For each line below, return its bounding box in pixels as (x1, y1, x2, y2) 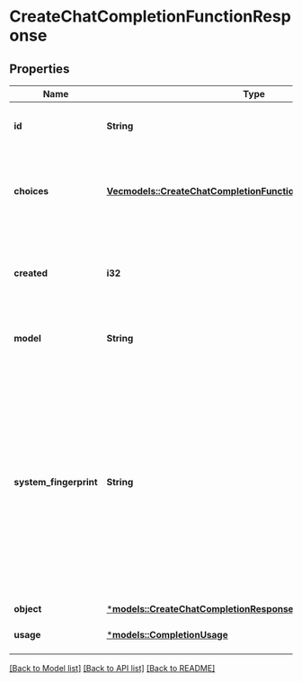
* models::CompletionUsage (106, 629, 228, 641)
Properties (9, 61, 70, 76)
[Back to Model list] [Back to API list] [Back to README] (9, 663, 216, 673)
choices (13, 185, 49, 197)
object (13, 603, 42, 615)
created (13, 267, 48, 279)
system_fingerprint (13, 476, 98, 488)
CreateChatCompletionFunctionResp (9, 6, 292, 27)
